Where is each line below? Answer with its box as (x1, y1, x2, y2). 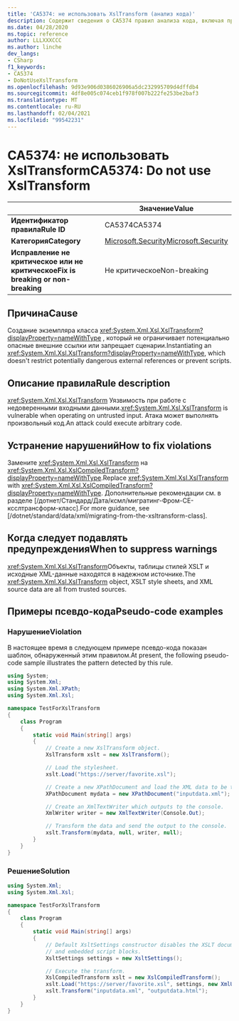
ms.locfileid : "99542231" (7, 116, 84, 123)
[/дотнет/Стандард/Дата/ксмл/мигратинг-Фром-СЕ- (34, 496, 194, 505)
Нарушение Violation (7, 627, 82, 637)
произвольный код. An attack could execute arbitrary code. (7, 419, 183, 428)
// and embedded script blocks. (45, 948, 142, 955)
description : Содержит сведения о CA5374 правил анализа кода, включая (7, 17, 224, 24)
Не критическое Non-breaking (104, 265, 208, 275)
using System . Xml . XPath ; (7, 685, 81, 692)
